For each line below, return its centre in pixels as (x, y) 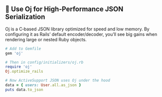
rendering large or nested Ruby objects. (46, 39)
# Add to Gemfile (23, 48)
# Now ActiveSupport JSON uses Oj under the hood (58, 81)
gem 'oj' (14, 53)
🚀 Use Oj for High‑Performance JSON (64, 9)
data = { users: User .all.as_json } (43, 85)
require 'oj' (19, 67)
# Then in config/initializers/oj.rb (44, 62)
